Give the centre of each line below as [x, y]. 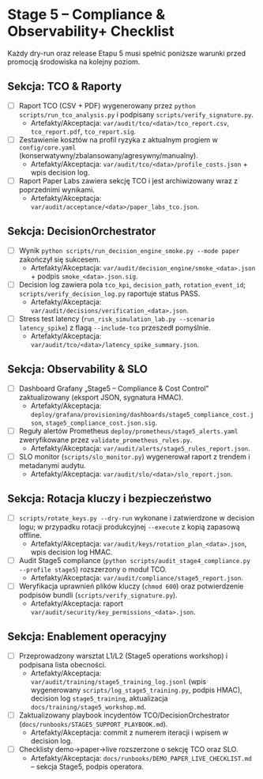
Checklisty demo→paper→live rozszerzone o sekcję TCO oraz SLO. [128, 749]
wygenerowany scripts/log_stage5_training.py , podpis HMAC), [136, 690]
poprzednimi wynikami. [57, 189]
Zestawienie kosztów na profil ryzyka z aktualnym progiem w [118, 139]
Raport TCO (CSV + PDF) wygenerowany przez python [107, 105]
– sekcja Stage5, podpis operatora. [87, 766]
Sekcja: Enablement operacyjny [87, 637]
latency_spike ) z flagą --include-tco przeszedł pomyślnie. [115, 327]
